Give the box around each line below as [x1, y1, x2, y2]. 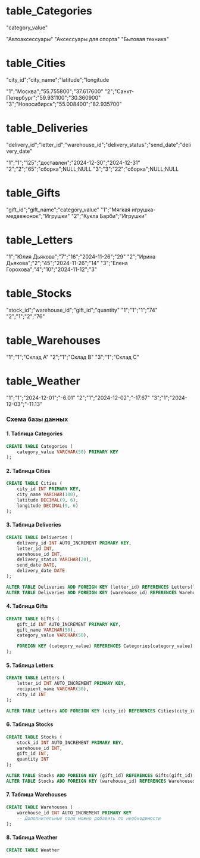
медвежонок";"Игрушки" [6, 212, 70, 219]
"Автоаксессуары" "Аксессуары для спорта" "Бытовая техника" [6, 35, 170, 42]
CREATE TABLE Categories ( [6, 443, 73, 449]
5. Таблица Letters [6, 662, 54, 669]
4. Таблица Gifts [6, 602, 48, 610]
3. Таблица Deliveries [6, 521, 61, 528]
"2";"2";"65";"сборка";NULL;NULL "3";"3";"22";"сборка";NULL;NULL [6, 165, 179, 173]
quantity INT [17, 756, 49, 762]
